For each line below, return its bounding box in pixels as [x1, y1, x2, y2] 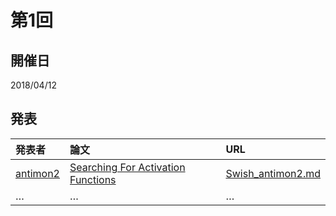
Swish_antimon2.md [225, 166, 321, 180]
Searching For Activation [69, 160, 186, 174]
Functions [69, 172, 117, 186]
